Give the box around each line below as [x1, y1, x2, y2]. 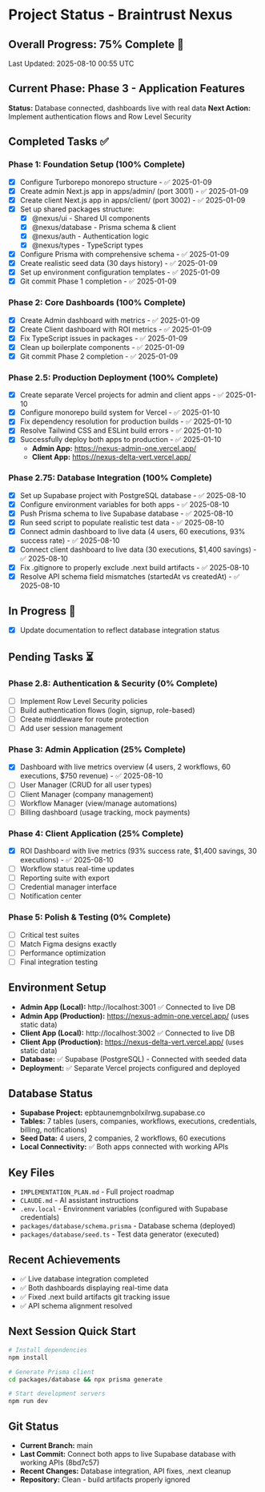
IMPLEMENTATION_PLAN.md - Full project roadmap [19, 1187, 175, 1196]
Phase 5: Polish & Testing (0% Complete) [8, 911, 171, 923]
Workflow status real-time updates [19, 864, 135, 874]
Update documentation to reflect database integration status [19, 625, 220, 635]
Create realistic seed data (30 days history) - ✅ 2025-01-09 [19, 259, 218, 268]
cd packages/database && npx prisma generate [8, 1375, 163, 1383]
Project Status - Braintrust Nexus [8, 6, 233, 24]
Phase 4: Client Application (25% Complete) [8, 827, 184, 838]
